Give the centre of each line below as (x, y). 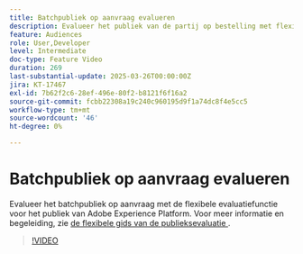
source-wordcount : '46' (54, 118)
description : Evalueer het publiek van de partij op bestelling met (141, 26)
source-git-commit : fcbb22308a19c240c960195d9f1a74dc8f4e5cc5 (129, 101)
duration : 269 (36, 68)
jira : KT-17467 (38, 85)
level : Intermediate (48, 51)
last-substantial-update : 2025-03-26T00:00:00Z (101, 77)
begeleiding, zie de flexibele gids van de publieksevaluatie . (120, 222)
